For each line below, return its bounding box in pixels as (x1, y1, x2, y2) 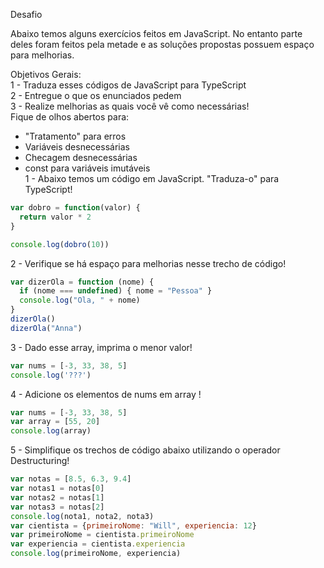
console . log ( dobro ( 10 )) (10, 239, 110, 249)
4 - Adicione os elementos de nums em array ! (10, 388, 202, 400)
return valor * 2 (19, 212, 92, 222)
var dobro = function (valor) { (10, 203, 141, 213)
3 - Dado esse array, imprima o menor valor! (10, 341, 193, 353)
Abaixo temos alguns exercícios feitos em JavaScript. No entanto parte (10, 28, 303, 39)
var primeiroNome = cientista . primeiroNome (10, 530, 195, 540)
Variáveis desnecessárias (24, 141, 130, 153)
